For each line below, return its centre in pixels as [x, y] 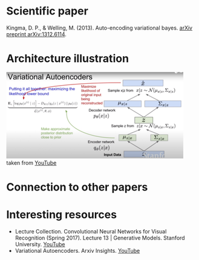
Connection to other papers [77, 187]
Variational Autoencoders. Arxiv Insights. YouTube [77, 251]
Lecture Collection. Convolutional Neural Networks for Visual [91, 231]
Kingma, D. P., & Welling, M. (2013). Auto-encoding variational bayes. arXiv [99, 28]
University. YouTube [40, 244]
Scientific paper [47, 11]
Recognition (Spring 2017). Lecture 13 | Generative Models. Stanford [100, 238]
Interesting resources [61, 215]
